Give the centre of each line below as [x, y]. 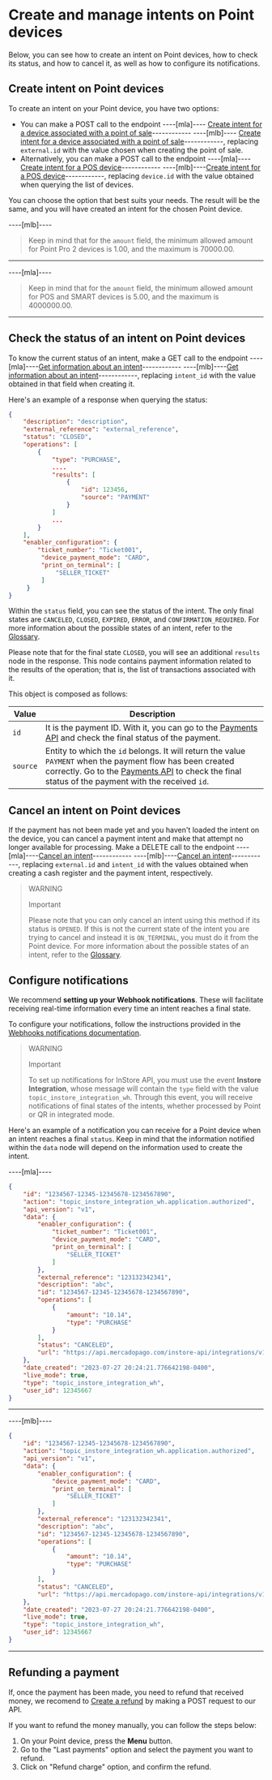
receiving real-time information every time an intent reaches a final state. [130, 1009]
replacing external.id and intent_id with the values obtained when [135, 864]
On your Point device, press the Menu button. [96, 1741]
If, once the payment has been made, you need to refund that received [126, 1692]
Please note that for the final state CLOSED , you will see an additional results [134, 653]
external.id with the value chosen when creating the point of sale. [132, 150]
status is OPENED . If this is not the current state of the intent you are [138, 929]
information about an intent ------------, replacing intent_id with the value [132, 375]
